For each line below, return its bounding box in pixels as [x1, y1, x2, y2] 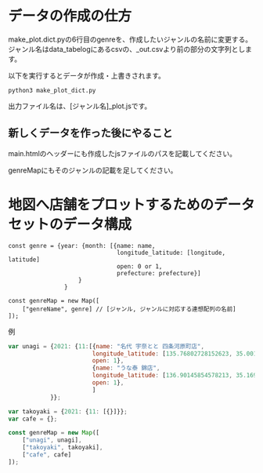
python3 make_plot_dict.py [8, 86, 96, 94]
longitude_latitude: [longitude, [116, 249, 225, 257]
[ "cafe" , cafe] [22, 451, 72, 459]
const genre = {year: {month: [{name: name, [8, 242, 156, 249]
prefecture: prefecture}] [116, 269, 201, 277]
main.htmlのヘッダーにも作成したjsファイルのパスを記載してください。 [8, 148, 237, 158]
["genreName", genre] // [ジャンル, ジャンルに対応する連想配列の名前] [22, 305, 236, 313]
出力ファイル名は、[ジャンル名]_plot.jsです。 [8, 101, 152, 111]
